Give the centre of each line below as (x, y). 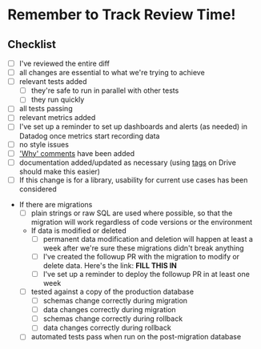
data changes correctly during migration (110, 310)
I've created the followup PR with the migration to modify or (141, 256)
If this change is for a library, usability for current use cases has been (133, 180)
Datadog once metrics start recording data (89, 136)
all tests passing (46, 109)
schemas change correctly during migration (115, 301)
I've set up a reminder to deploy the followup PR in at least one (146, 274)
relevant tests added (53, 82)
